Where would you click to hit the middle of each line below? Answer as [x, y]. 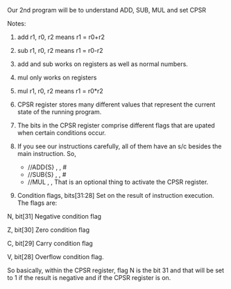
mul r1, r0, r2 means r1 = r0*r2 [60, 91]
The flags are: [37, 203]
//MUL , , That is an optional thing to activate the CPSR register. [118, 182]
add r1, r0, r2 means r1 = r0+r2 [61, 37]
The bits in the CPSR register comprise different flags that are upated [116, 125]
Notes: [17, 23]
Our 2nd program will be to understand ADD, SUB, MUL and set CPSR [107, 10]
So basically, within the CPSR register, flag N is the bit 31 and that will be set [115, 270]
